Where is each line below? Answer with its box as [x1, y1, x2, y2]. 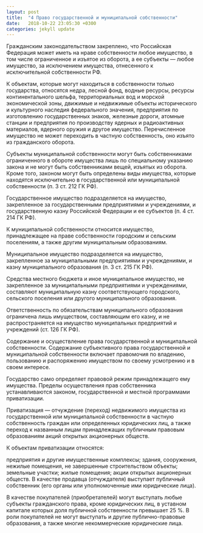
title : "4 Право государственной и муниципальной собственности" [6, 15, 178, 21]
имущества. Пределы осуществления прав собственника [6, 382, 156, 389]
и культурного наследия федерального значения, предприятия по [6, 106, 179, 113]
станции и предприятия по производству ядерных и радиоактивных [6, 119, 184, 127]
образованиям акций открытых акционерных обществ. [6, 432, 150, 440]
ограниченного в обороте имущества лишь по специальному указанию [6, 157, 193, 164]
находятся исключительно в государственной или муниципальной [6, 176, 180, 183]
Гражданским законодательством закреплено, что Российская [6, 43, 171, 50]
